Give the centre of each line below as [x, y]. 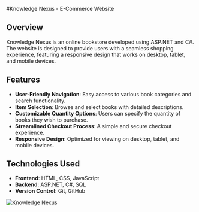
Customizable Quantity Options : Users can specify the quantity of [98, 113]
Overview [25, 27]
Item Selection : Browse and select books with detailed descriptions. [99, 107]
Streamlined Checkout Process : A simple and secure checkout [93, 126]
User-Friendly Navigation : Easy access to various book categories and [103, 94]
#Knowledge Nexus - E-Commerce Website [60, 9]
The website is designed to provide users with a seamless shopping [90, 48]
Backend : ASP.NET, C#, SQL [50, 184]
